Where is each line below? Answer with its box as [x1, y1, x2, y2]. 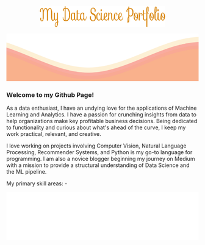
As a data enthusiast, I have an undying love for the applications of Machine [6, 104, 197, 112]
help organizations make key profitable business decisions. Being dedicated [6, 118, 198, 125]
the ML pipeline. [6, 168, 47, 176]
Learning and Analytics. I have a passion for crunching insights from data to [6, 111, 197, 118]
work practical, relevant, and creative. [6, 130, 102, 138]
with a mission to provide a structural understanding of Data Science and [6, 162, 190, 169]
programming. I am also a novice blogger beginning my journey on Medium [6, 155, 195, 163]
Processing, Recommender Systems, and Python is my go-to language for [6, 149, 193, 156]
